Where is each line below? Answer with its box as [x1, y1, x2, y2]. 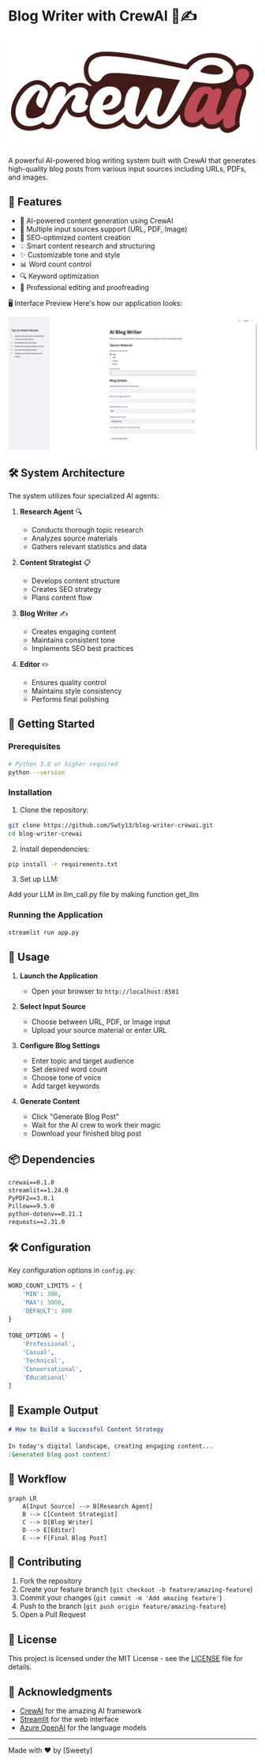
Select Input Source [19, 1002, 87, 1011]
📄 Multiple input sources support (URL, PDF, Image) [19, 224, 188, 234]
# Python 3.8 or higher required [8, 760, 118, 768]
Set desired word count [31, 1064, 108, 1074]
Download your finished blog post [31, 1128, 142, 1139]
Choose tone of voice [31, 1073, 102, 1083]
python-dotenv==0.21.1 [8, 1211, 83, 1219]
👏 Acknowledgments [8, 1685, 113, 1698]
